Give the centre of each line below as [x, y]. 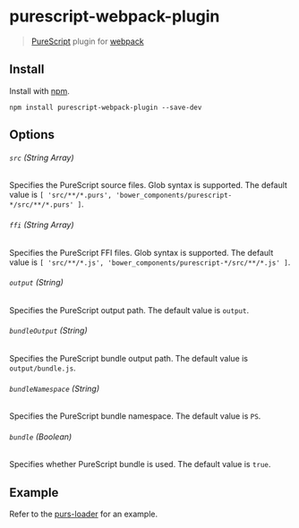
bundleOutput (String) [48, 331]
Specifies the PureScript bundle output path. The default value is [129, 358]
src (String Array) [42, 158]
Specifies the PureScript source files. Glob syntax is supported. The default [149, 185]
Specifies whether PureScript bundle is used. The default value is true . [140, 464]
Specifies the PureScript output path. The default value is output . [129, 310]
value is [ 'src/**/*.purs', [61, 195]
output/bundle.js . [43, 368]
